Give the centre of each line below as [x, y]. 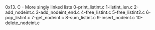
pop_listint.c [18, 17]
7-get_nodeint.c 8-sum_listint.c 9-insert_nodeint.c [83, 17]
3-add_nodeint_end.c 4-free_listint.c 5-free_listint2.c [90, 12]
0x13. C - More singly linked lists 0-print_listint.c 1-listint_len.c [69, 7]
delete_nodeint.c [23, 23]
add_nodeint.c [20, 12]
